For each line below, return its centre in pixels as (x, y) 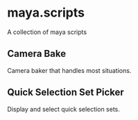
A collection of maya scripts (47, 32)
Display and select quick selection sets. (63, 109)
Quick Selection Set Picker (66, 93)
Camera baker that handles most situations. (69, 70)
